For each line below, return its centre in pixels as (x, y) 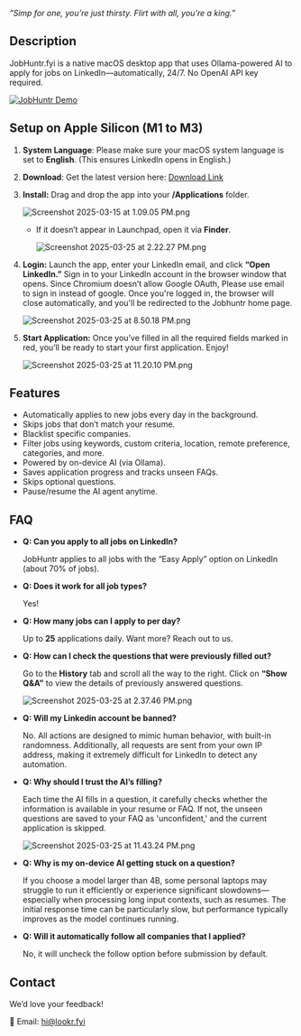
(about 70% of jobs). (61, 569)
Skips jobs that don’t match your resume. (99, 424)
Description (43, 41)
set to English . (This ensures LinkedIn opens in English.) (127, 159)
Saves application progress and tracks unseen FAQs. (120, 472)
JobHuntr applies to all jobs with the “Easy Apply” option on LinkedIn (150, 560)
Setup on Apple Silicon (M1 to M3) (106, 129)
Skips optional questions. (69, 482)
